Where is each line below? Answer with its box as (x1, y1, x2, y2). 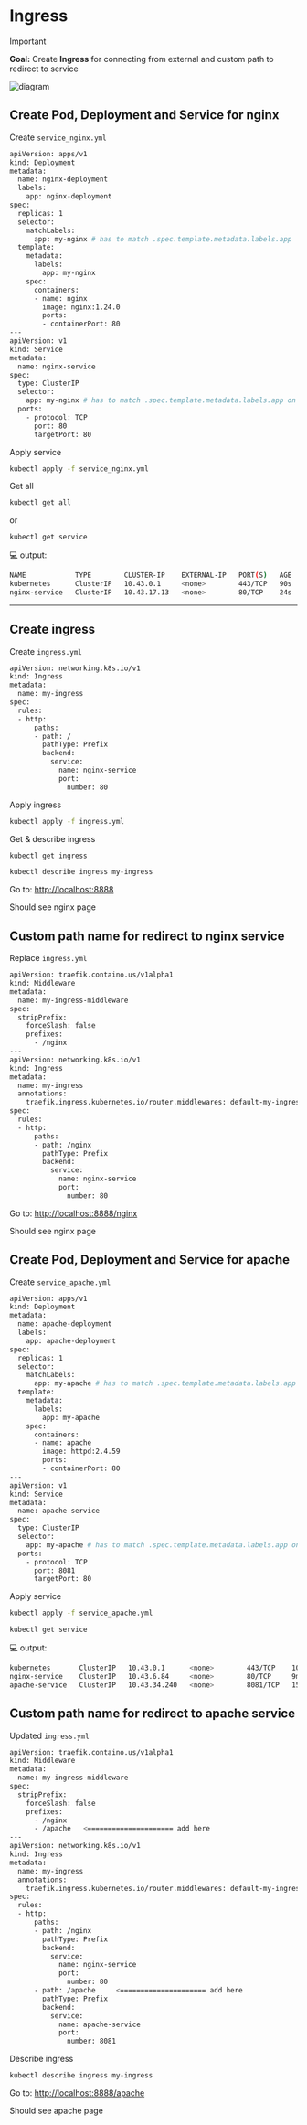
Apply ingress (9, 799, 62, 810)
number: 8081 (67, 2036, 117, 2046)
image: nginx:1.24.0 (42, 303, 121, 312)
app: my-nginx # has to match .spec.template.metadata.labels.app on (26, 396, 297, 405)
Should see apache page (9, 2105, 103, 2116)
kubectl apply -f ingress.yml (9, 817, 125, 826)
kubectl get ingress (9, 851, 89, 860)
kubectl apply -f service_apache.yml (9, 1608, 153, 1618)
